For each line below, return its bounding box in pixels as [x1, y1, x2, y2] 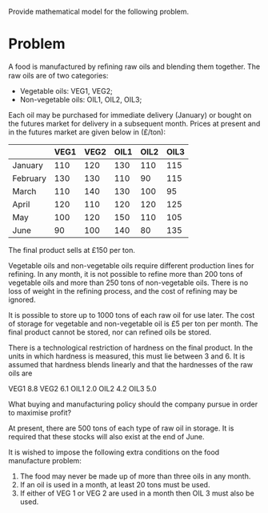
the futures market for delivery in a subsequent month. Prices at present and [8, 118, 261, 128]
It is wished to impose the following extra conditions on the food [8, 447, 220, 457]
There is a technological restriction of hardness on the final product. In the [8, 343, 254, 352]
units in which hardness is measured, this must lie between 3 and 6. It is [8, 351, 246, 361]
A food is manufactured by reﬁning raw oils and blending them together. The [8, 62, 261, 71]
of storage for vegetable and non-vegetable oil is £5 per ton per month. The [8, 319, 258, 328]
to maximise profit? [8, 407, 72, 417]
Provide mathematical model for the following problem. [8, 7, 190, 16]
